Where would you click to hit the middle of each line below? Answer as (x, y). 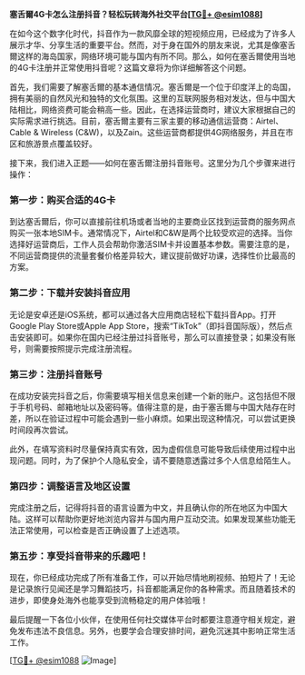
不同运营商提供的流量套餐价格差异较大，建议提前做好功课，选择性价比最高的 (152, 256)
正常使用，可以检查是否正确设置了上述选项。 (100, 531)
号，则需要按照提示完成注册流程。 (73, 348)
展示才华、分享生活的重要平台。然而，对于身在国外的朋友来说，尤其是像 (144, 45)
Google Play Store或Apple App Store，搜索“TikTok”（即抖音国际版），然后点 (151, 325)
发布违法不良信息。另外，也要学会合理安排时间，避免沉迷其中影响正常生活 (156, 631)
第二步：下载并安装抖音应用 (70, 293)
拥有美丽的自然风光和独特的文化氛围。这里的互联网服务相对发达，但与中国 (148, 98)
